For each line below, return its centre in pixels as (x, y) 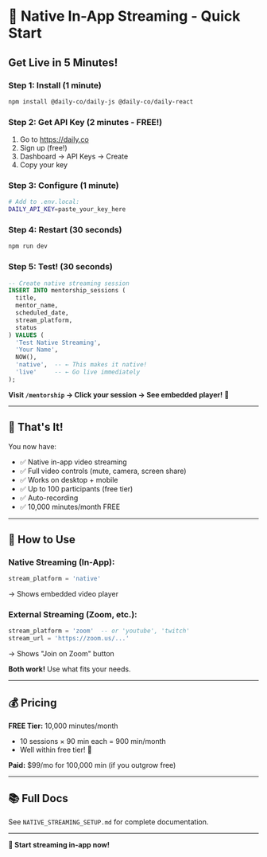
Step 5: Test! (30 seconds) (60, 267)
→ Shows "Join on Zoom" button (62, 654)
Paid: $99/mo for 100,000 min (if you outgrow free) (92, 765)
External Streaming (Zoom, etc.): (73, 615)
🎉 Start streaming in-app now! (59, 844)
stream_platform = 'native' (55, 579)
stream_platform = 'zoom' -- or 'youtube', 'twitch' (99, 631)
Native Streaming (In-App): (62, 562)
